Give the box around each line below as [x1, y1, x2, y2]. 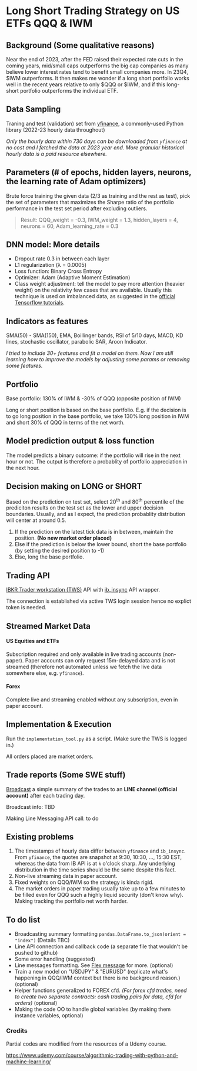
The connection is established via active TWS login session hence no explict [6, 597, 192, 605]
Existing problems [6, 831, 74, 842]
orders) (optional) [14, 1000, 58, 1007]
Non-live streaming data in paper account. [14, 873, 118, 880]
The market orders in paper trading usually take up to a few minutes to [14, 885, 186, 892]
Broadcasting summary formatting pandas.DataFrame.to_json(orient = [14, 930, 186, 938]
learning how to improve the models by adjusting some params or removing [6, 356, 190, 363]
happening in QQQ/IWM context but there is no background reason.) [14, 974, 181, 981]
